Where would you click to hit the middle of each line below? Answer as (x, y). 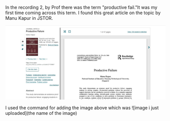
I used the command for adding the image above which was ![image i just (82, 108)
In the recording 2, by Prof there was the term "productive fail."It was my (81, 7)
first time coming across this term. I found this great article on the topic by (83, 13)
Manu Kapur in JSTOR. (29, 18)
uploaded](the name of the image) (41, 113)
